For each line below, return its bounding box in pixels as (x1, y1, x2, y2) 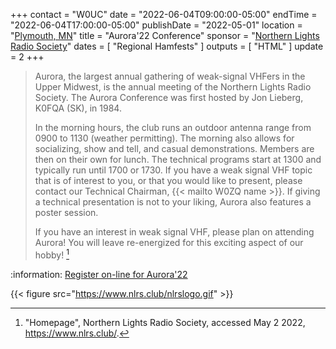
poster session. (34, 207, 99, 218)
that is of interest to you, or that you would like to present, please (34, 175, 303, 186)
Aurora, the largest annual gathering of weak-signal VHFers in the (34, 70, 306, 82)
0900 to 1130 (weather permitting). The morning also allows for (34, 132, 295, 144)
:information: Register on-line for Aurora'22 (10, 268, 188, 280)
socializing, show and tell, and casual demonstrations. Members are (34, 143, 315, 154)
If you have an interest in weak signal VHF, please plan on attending (34, 226, 315, 238)
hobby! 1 (34, 247, 70, 261)
